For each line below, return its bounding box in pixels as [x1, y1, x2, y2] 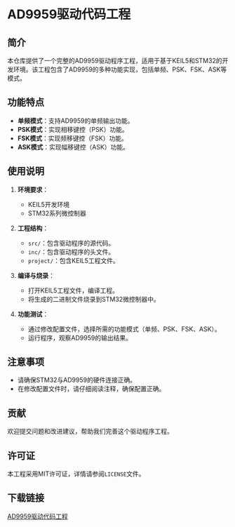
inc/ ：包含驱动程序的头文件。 [27, 247, 115, 256]
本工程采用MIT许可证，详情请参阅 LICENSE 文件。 [7, 469, 145, 478]
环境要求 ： [17, 185, 49, 194]
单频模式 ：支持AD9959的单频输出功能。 [17, 116, 134, 125]
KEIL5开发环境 [27, 200, 70, 208]
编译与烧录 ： [17, 271, 55, 279]
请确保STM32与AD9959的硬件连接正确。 [17, 376, 137, 385]
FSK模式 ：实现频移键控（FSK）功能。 [17, 134, 128, 142]
